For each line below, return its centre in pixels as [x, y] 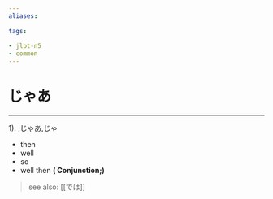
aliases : [23, 16]
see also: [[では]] [56, 187]
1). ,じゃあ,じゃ [33, 128]
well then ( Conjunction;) [63, 170]
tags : [17, 31]
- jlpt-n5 [25, 46]
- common [23, 54]
